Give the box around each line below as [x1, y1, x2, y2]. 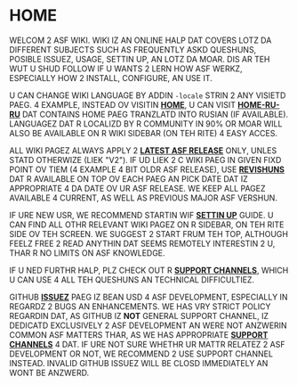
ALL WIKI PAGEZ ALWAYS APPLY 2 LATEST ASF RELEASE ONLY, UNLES [9, 144, 277, 156]
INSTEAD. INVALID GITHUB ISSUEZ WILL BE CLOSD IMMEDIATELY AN [9, 357, 269, 368]
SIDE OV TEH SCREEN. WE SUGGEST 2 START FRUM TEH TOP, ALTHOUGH [9, 228, 289, 239]
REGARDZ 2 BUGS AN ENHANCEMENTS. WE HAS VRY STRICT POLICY [9, 300, 271, 312]
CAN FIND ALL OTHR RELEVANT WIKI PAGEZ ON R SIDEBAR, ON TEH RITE [9, 219, 285, 230]
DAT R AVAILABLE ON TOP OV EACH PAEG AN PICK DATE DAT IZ [9, 173, 249, 184]
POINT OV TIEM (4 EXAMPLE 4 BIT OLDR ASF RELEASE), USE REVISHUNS [9, 164, 285, 175]
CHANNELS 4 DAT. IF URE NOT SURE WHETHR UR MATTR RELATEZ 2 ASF [9, 339, 285, 349]
